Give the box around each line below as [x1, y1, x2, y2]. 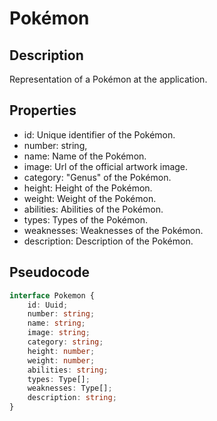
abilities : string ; [27, 365, 109, 375]
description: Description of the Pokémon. [23, 235, 194, 247]
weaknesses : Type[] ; [27, 383, 113, 394]
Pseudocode [9, 264, 91, 281]
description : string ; [27, 393, 117, 403]
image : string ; [27, 328, 91, 338]
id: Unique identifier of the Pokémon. [23, 128, 176, 141]
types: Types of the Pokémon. [23, 213, 148, 226]
